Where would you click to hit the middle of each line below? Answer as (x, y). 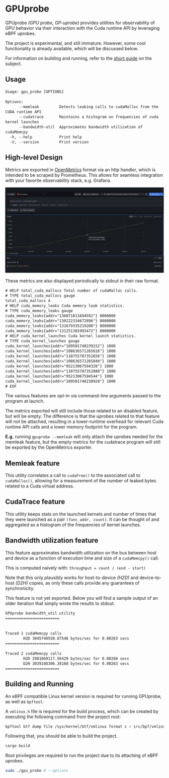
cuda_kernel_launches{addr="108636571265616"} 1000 (60, 351)
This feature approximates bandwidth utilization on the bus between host (81, 552)
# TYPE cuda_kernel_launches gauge (43, 341)
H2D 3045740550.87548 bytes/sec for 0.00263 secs (76, 638)
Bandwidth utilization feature (52, 541)
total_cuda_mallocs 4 (28, 301)
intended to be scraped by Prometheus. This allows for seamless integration (84, 175)
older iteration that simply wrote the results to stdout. (60, 603)
